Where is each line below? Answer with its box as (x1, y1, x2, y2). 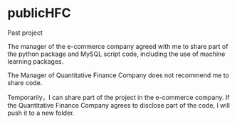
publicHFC (7, 5, 71, 21)
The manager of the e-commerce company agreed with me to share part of (7, 42, 228, 50)
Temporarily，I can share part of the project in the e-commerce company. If (7, 93, 230, 101)
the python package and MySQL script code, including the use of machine (7, 50, 226, 58)
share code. (7, 78, 43, 86)
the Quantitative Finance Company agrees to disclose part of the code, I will (7, 101, 230, 109)
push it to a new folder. (7, 108, 75, 117)
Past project (7, 28, 43, 37)
